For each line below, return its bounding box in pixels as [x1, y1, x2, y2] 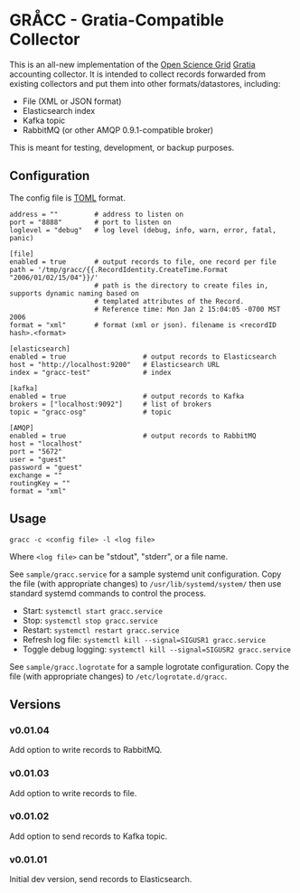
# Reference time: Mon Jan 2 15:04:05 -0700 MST [94, 305, 281, 314]
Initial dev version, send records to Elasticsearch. [9, 874, 192, 885]
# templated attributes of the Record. [94, 296, 245, 305]
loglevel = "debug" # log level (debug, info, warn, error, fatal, [9, 225, 277, 235]
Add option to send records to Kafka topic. [9, 831, 168, 841]
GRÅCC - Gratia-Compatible [9, 10, 224, 31]
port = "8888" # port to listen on [9, 218, 172, 227]
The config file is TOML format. [9, 192, 127, 203]
